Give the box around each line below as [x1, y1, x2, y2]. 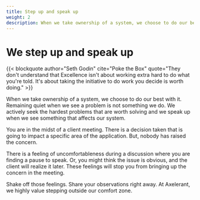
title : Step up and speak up [6, 8, 79, 15]
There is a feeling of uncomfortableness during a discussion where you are [6, 150, 190, 158]
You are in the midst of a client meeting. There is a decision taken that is [6, 126, 183, 133]
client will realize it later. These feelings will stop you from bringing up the [6, 163, 186, 170]
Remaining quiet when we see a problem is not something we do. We [6, 102, 176, 109]
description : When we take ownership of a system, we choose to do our [6, 20, 187, 26]
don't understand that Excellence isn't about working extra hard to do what [6, 71, 190, 79]
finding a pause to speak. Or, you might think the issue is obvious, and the [6, 157, 187, 164]
